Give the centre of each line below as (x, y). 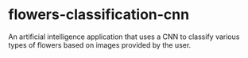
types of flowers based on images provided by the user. (100, 44)
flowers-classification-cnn (99, 15)
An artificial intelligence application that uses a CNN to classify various (124, 37)
